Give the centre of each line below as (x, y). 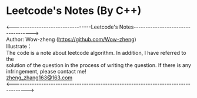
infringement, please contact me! (46, 71)
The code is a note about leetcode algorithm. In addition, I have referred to (96, 52)
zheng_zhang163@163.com (39, 78)
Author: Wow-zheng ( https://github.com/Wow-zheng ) (71, 39)
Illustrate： (19, 46)
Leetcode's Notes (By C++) (74, 11)
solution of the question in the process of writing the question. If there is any (98, 65)
